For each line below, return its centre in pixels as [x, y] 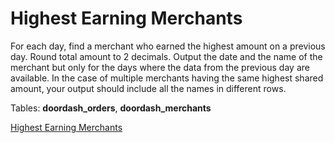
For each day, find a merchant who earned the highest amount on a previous [168, 46]
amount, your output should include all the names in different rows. [148, 88]
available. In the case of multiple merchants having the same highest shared [167, 78]
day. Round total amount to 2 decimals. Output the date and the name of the [166, 56]
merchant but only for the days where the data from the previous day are [160, 67]
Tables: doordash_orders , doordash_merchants [111, 108]
